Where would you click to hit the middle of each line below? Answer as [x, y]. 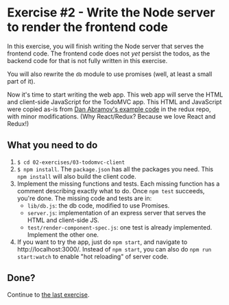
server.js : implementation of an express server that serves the [117, 212]
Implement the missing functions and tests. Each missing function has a [118, 184]
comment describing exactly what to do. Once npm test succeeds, [111, 191]
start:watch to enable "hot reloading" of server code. [93, 256]
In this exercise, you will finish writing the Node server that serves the [106, 46]
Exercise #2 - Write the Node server [111, 13]
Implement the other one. [63, 234]
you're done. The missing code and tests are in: [84, 198]
